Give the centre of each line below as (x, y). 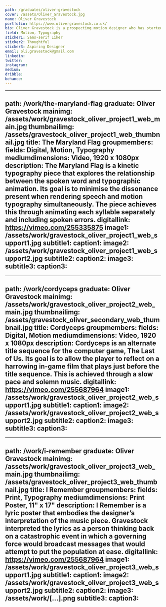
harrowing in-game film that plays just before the (82, 366)
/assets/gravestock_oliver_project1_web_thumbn (83, 135)
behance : (14, 79)
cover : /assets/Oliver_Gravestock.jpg (45, 14)
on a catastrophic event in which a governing (76, 536)
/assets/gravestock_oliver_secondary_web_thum (83, 320)
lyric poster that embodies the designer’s (70, 513)
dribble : (14, 74)
